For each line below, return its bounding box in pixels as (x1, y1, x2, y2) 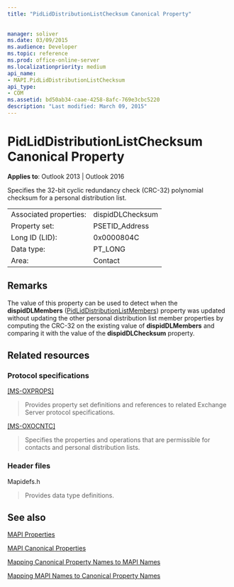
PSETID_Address (93, 221, 150, 231)
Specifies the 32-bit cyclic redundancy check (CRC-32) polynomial (7, 185, 204, 194)
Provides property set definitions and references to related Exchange (24, 401, 227, 409)
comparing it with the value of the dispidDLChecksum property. (7, 328, 195, 338)
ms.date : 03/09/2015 (7, 37, 69, 44)
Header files (7, 461, 51, 471)
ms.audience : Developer (7, 43, 78, 50)
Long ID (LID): (11, 232, 58, 242)
